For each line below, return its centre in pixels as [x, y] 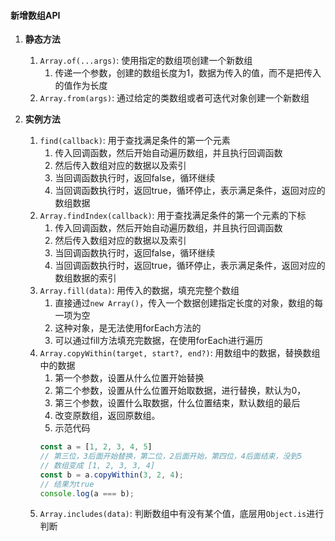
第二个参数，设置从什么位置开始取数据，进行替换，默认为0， [180, 391]
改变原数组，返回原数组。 [107, 416]
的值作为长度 [81, 86]
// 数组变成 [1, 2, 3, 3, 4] [97, 465]
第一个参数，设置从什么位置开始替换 [129, 378]
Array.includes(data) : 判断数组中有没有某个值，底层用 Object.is [173, 514]
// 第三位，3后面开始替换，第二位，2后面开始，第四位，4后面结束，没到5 [171, 456]
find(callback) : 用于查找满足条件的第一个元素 [135, 141]
